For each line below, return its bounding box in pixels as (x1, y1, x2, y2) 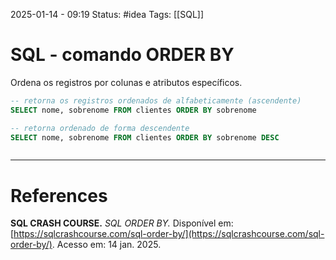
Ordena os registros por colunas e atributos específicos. (10, 76, 243, 88)
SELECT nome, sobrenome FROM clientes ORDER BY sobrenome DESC (10, 132, 280, 143)
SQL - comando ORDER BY (10, 44, 235, 66)
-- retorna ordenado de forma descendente (10, 123, 190, 133)
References (10, 184, 108, 207)
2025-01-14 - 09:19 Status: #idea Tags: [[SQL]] (10, 9, 205, 20)
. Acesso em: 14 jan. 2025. (51, 239, 162, 251)
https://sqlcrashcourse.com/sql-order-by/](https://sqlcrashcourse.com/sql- (13, 228, 325, 240)
